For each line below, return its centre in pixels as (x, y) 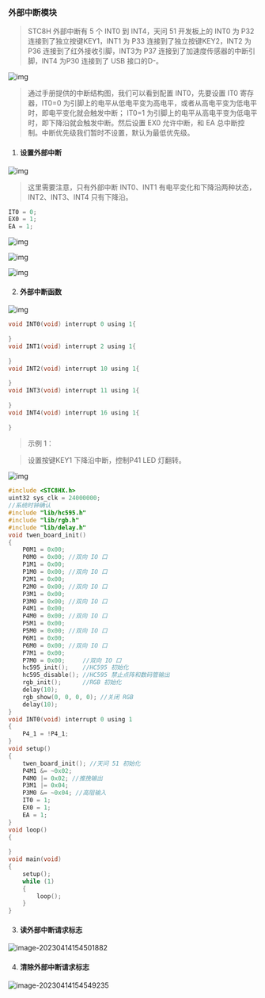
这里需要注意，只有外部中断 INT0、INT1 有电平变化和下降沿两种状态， (142, 187)
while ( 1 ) (39, 881)
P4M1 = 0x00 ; (44, 609)
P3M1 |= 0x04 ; (45, 786)
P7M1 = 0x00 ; (44, 653)
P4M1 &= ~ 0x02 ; (47, 770)
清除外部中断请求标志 (54, 967)
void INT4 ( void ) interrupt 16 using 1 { (74, 413)
